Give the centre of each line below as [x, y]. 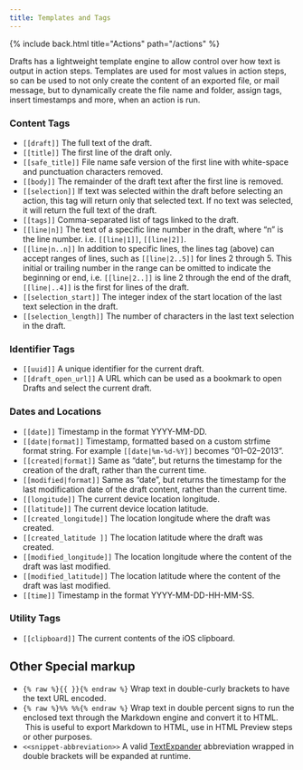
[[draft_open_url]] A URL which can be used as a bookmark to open [152, 379]
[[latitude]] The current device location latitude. [115, 508]
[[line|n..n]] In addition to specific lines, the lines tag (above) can [148, 248]
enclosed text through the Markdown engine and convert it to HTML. [150, 717]
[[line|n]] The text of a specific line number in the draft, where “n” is [153, 229]
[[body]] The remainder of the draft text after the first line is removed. [153, 181]
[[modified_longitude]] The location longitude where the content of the [157, 556]
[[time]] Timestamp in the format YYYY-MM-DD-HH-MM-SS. [138, 595]
